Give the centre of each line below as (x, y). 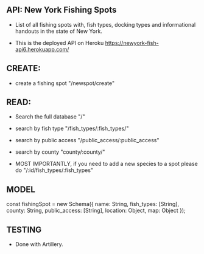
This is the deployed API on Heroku (59, 43)
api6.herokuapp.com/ (42, 49)
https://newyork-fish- (132, 43)
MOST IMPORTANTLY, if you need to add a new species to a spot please (106, 164)
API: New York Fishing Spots (62, 10)
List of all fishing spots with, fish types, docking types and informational (105, 24)
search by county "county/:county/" (60, 152)
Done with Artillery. (39, 244)
